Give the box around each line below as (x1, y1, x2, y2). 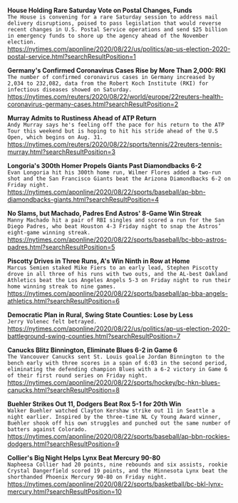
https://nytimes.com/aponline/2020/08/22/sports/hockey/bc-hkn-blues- (7, 378, 221, 387)
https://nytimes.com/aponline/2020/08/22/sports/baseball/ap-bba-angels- (7, 289, 228, 298)
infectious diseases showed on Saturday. (7, 86, 133, 93)
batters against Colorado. (7, 426, 88, 433)
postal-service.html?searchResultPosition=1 (7, 53, 137, 61)
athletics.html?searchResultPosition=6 (7, 297, 120, 305)
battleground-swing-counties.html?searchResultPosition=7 (7, 332, 181, 341)
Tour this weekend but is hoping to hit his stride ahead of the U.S (7, 128, 219, 135)
